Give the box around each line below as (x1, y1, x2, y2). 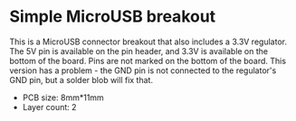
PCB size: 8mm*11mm (22, 92, 104, 103)
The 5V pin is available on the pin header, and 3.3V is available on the (9, 45, 269, 56)
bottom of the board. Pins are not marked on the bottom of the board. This (9, 55, 287, 66)
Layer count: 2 (22, 101, 77, 112)
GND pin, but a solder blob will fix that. (9, 74, 154, 85)
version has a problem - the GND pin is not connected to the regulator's (9, 65, 277, 76)
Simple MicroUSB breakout (9, 6, 216, 27)
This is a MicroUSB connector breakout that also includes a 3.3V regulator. (9, 36, 288, 47)
